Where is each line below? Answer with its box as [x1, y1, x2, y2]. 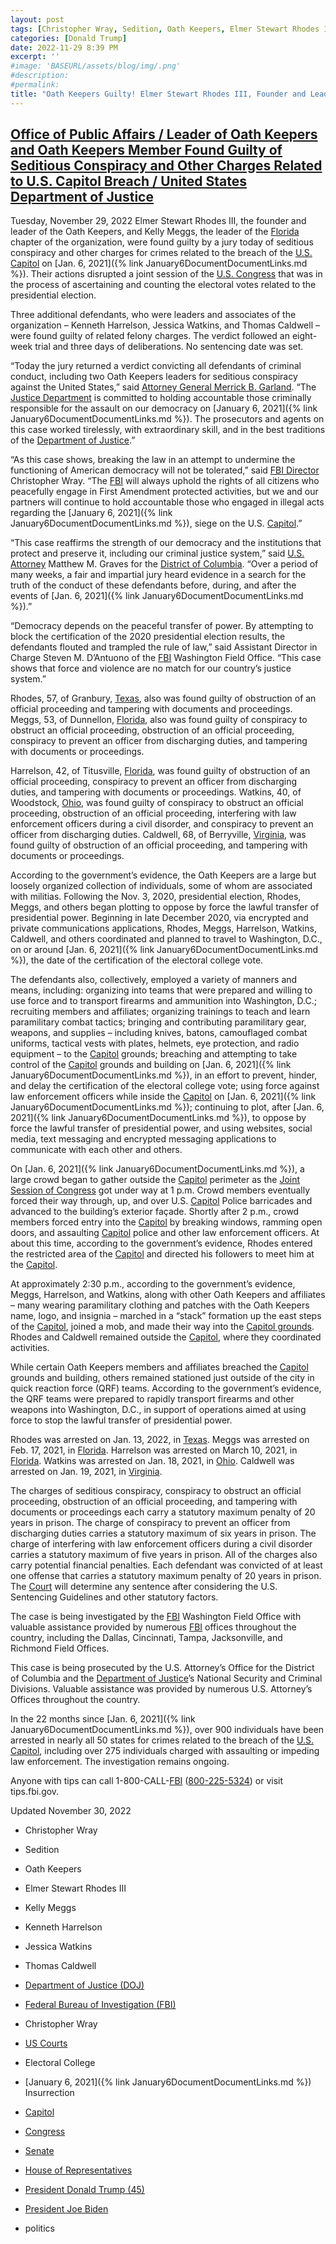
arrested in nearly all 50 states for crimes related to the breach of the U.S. [10, 1734, 315, 1746]
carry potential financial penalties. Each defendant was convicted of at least [10, 1559, 323, 1571]
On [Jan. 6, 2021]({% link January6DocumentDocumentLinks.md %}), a [10, 1163, 305, 1175]
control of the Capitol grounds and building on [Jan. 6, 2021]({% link [10, 1059, 292, 1071]
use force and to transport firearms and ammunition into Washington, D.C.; [10, 995, 317, 1007]
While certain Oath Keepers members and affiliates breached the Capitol [10, 1361, 309, 1373]
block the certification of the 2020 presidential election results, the [10, 631, 286, 643]
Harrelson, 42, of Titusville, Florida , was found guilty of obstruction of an [10, 765, 311, 777]
